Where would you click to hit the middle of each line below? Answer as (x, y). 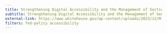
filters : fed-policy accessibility (42, 23)
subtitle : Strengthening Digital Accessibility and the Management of (80, 14)
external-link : (21, 18)
